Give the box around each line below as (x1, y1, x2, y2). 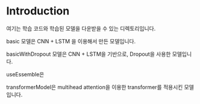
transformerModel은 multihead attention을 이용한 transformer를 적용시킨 (6, 83, 183, 91)
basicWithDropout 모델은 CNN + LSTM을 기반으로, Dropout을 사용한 (6, 50, 171, 58)
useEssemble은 (6, 70, 45, 78)
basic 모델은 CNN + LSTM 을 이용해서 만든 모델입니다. (6, 37, 136, 44)
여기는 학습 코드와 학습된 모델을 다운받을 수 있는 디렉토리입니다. (6, 25, 156, 32)
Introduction (6, 4, 70, 18)
